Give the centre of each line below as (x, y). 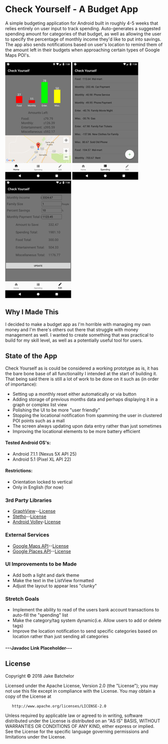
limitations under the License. (36, 736)
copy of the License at (28, 696)
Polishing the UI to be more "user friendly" (56, 410)
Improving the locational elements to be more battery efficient (76, 431)
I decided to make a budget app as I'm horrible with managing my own (78, 324)
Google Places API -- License (42, 551)
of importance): (21, 384)
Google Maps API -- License (41, 546)
